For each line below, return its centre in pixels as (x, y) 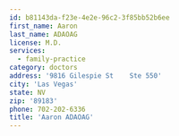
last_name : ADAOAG (43, 34)
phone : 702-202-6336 (48, 109)
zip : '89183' (34, 101)
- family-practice (52, 59)
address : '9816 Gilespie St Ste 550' (86, 76)
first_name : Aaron (43, 26)
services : (28, 51)
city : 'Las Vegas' (43, 84)
